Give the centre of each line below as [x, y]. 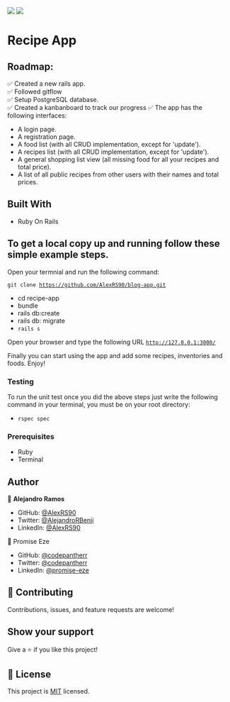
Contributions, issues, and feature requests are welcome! [91, 609]
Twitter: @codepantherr [52, 563]
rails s [29, 329]
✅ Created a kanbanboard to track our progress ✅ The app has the [105, 107]
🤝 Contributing [40, 592]
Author [23, 482]
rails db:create [39, 313]
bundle [28, 306]
